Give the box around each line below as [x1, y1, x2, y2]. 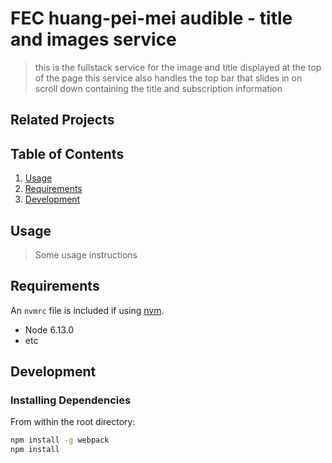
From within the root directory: [10, 416, 136, 428]
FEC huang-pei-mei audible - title [10, 7, 293, 30]
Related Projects [10, 112, 115, 129]
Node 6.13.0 [24, 323, 74, 336]
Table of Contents [10, 145, 125, 162]
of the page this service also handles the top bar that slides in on [34, 72, 303, 84]
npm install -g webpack [10, 435, 110, 446]
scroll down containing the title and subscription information [34, 82, 283, 94]
